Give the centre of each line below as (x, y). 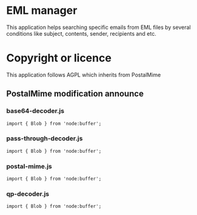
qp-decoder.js (28, 194)
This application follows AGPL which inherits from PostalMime (84, 75)
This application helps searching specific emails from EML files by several (98, 27)
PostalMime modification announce (75, 94)
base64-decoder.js (35, 111)
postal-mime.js (29, 166)
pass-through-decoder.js (45, 138)
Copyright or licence (59, 58)
